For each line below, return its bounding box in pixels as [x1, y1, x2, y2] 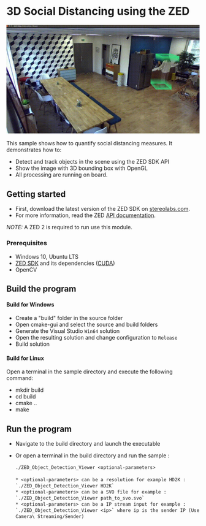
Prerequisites [6, 239, 47, 248]
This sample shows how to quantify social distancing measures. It [6, 140, 173, 147]
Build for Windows [6, 300, 55, 308]
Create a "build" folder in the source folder [15, 314, 123, 322]
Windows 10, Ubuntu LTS [15, 253, 78, 260]
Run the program [6, 424, 72, 434]
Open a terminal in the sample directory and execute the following [6, 368, 173, 375]
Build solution [15, 340, 50, 348]
